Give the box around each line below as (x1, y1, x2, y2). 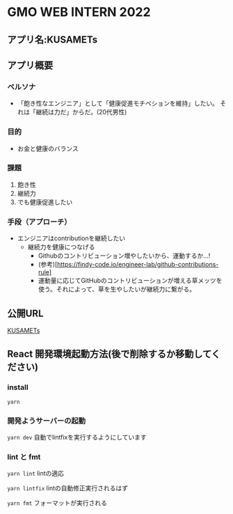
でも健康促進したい (17, 198, 73, 206)
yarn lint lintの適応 (7, 469, 65, 478)
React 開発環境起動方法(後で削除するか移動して (7, 348, 212, 360)
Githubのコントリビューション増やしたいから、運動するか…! (38, 251, 211, 260)
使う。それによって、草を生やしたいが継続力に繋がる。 (38, 285, 196, 293)
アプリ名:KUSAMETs (7, 33, 98, 45)
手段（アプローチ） (7, 217, 72, 226)
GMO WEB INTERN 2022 (7, 4, 151, 20)
